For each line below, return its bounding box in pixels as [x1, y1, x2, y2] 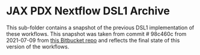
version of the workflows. [6, 43, 70, 50]
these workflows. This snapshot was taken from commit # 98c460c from [6, 30, 187, 37]
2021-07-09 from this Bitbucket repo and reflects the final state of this [6, 36, 180, 44]
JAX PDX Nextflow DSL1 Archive [6, 4, 170, 18]
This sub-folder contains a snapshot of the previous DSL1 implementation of [6, 24, 195, 31]
